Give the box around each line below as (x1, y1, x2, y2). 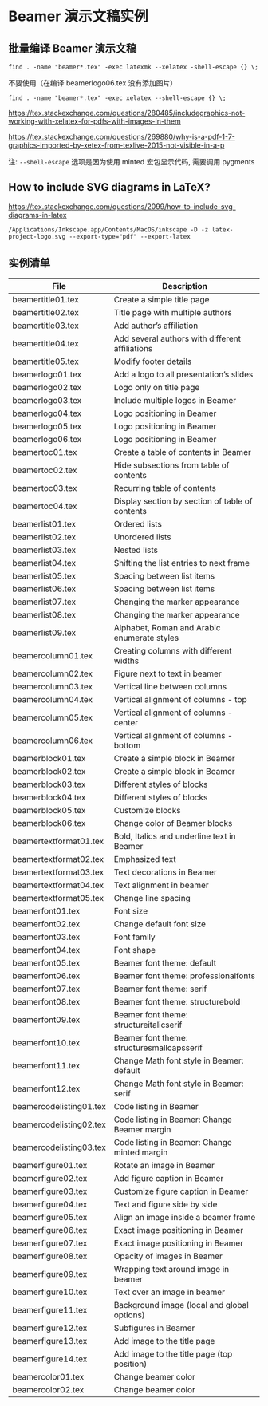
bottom (113, 740, 141, 751)
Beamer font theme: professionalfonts (113, 970, 255, 981)
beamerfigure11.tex (12, 1304, 88, 1315)
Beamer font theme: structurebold (113, 996, 241, 1007)
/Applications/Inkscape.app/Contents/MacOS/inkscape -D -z (8, 225, 209, 234)
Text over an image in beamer (113, 1286, 226, 1297)
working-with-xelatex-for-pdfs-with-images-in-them (8, 117, 181, 126)
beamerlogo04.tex (12, 408, 82, 419)
